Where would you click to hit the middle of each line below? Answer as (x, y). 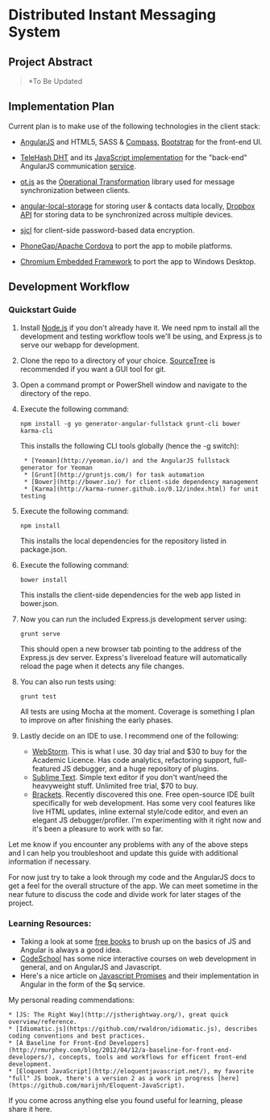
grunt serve (40, 634)
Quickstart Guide (42, 310)
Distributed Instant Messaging (112, 15)
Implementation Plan (62, 107)
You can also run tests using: (68, 681)
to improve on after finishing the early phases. (96, 720)
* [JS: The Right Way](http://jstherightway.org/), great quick (118, 1015)
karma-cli (37, 431)
